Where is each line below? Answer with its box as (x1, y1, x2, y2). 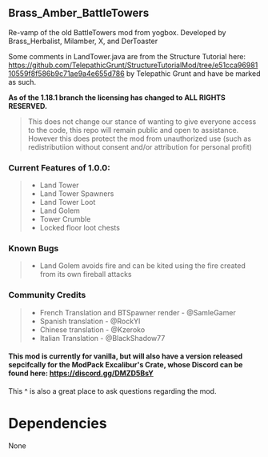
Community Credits (8, 290, 86, 301)
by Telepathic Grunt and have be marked (126, 68, 261, 78)
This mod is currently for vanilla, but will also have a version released (8, 351, 243, 361)
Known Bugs (8, 243, 59, 255)
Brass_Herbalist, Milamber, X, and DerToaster (8, 36, 158, 46)
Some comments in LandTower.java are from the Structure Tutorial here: (8, 51, 246, 61)
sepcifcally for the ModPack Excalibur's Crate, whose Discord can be (8, 360, 243, 370)
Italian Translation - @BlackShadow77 (39, 333, 166, 343)
